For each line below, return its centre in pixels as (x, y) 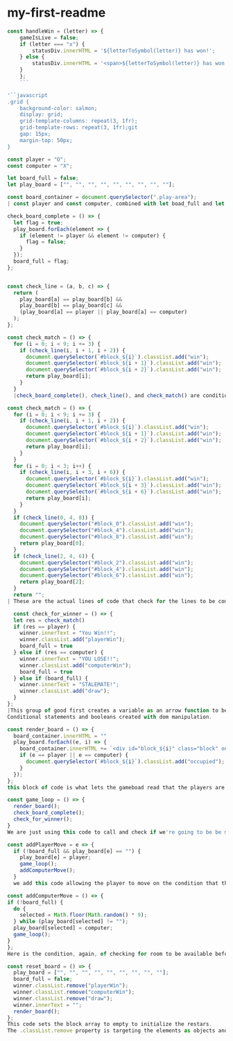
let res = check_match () (49, 620)
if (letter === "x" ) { (52, 44)
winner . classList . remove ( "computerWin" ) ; (74, 992)
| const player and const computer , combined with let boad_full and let (116, 204)
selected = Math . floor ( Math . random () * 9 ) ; (84, 915)
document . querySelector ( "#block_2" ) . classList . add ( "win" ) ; (107, 563)
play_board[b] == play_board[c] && (71, 306)
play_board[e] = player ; (55, 857)
